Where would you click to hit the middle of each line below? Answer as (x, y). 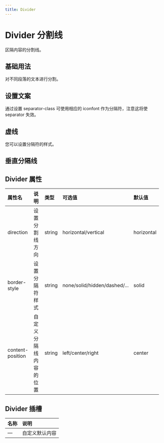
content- (18, 350)
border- (17, 282)
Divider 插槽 (24, 409)
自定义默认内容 (40, 433)
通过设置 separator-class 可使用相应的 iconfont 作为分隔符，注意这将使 (76, 109)
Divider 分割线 (34, 35)
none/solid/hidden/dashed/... (96, 286)
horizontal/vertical (83, 232)
